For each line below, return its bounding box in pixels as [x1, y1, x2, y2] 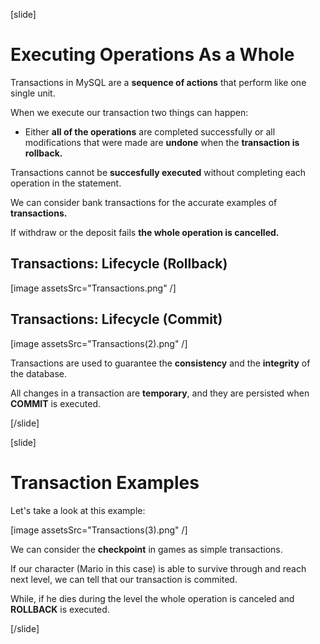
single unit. [10, 87, 56, 99]
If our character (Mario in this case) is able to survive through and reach [10, 562, 307, 574]
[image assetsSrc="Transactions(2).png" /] [10, 337, 188, 349]
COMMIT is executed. [10, 397, 101, 409]
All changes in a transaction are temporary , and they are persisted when [10, 387, 310, 399]
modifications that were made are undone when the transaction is [24, 136, 300, 148]
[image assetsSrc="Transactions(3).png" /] [10, 524, 188, 536]
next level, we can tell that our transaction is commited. [10, 573, 238, 585]
